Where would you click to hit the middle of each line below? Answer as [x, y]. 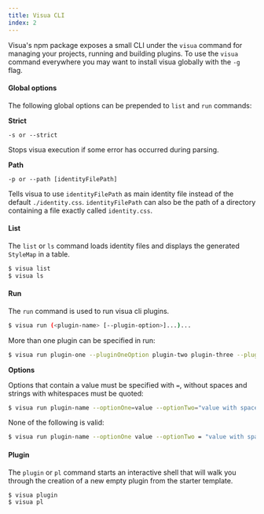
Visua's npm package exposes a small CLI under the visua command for [125, 45]
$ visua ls [26, 275]
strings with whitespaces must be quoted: [76, 393]
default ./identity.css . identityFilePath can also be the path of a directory [132, 202]
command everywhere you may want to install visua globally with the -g [124, 62]
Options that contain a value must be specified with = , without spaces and [128, 385]
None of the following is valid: [56, 423]
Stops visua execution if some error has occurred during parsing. [114, 149]
